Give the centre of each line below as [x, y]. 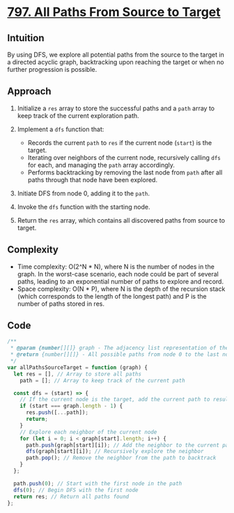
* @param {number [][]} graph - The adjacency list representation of [113, 348]
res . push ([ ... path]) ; [57, 412]
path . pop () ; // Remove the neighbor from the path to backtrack [121, 458]
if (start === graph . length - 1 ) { [71, 406]
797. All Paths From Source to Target [114, 12]
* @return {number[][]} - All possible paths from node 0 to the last [115, 355]
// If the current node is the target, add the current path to [115, 400]
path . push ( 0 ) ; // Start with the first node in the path [98, 483]
